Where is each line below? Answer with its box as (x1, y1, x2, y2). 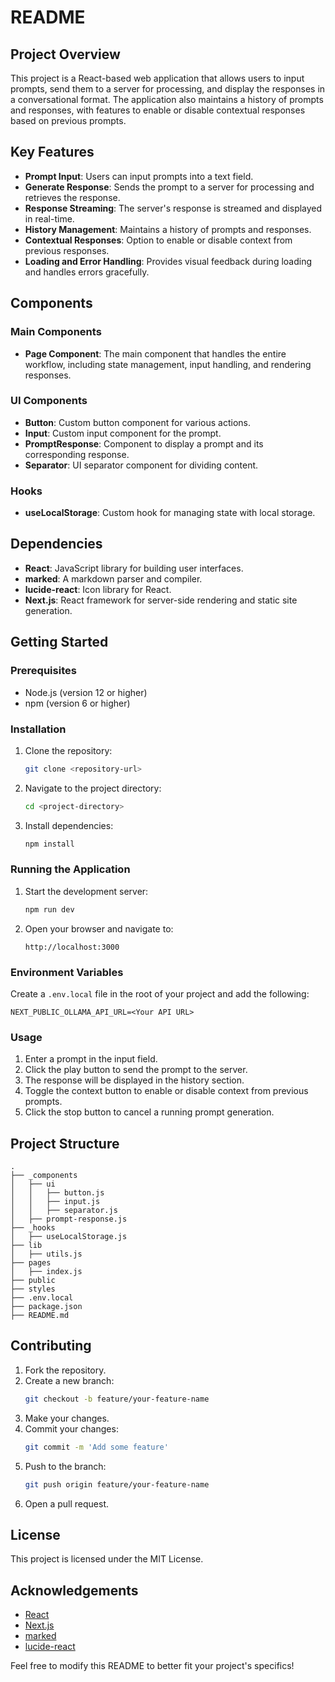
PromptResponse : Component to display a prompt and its (24, 437, 264, 450)
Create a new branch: (24, 1374, 115, 1386)
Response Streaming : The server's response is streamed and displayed (24, 202, 323, 214)
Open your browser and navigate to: (24, 922, 174, 935)
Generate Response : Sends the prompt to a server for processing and (24, 181, 315, 193)
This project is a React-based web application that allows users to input (10, 72, 305, 84)
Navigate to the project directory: (24, 782, 162, 794)
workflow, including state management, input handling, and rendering (24, 358, 312, 370)
